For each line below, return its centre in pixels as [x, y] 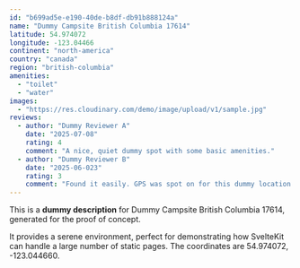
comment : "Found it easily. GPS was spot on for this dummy [140, 185]
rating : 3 [44, 176]
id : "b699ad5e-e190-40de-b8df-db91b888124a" [94, 17]
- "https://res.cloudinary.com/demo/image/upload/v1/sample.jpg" [142, 109]
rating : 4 [44, 143]
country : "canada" [44, 59]
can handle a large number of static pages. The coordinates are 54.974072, [149, 246]
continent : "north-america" [62, 51]
